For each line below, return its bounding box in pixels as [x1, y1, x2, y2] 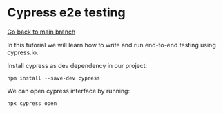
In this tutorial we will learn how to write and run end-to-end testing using [7, 41, 216, 49]
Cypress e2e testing [7, 5, 126, 21]
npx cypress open [7, 100, 57, 107]
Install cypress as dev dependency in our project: [7, 61, 148, 69]
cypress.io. [7, 48, 39, 56]
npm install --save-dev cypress [7, 74, 100, 82]
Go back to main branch [7, 27, 76, 36]
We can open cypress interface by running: [7, 87, 130, 95]
